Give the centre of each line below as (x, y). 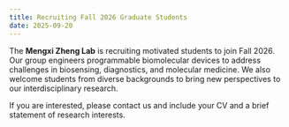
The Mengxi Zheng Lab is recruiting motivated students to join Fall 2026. (142, 50)
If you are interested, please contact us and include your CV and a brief (139, 105)
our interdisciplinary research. (64, 88)
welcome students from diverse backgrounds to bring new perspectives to (145, 78)
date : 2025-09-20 (41, 26)
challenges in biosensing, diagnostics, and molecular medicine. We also (140, 69)
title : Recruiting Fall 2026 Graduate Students (99, 17)
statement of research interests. (67, 115)
